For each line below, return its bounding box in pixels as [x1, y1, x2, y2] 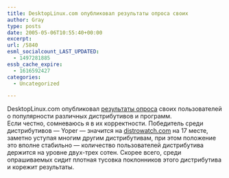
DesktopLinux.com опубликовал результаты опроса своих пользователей [7, 105, 223, 113]
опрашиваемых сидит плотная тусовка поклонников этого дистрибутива [7, 155, 221, 164]
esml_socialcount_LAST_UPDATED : [7, 49, 99, 55]
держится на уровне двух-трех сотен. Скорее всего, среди [7, 149, 182, 157]
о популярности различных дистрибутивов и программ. [7, 112, 173, 120]
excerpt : [7, 36, 32, 42]
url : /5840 [7, 42, 38, 49]
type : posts [7, 23, 41, 29]
